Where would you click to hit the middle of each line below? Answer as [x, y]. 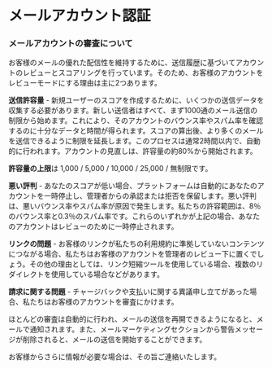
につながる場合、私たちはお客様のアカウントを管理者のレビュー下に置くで [133, 254]
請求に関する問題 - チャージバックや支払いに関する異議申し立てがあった [129, 292]
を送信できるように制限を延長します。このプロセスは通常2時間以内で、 [127, 141]
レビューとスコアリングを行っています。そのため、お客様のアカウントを [143, 72]
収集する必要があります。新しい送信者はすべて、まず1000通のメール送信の [133, 111]
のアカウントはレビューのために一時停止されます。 [93, 226]
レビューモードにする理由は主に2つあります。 [85, 83]
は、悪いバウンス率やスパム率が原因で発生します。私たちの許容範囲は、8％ [135, 206]
